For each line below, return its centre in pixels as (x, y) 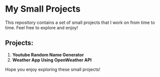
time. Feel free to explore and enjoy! (42, 27)
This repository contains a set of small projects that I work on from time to (80, 22)
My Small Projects (43, 9)
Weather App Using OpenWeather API (52, 60)
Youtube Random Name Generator (48, 55)
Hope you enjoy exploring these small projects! (53, 69)
